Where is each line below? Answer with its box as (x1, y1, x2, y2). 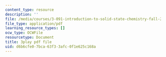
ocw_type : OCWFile (5, 30, 43, 35)
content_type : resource (5, 7, 54, 12)
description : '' (5, 12, 39, 17)
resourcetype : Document (5, 35, 54, 40)
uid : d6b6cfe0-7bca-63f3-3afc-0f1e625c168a (5, 44, 96, 49)
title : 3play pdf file (5, 40, 52, 45)
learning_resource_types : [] (5, 26, 65, 31)
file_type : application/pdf (5, 21, 63, 26)
